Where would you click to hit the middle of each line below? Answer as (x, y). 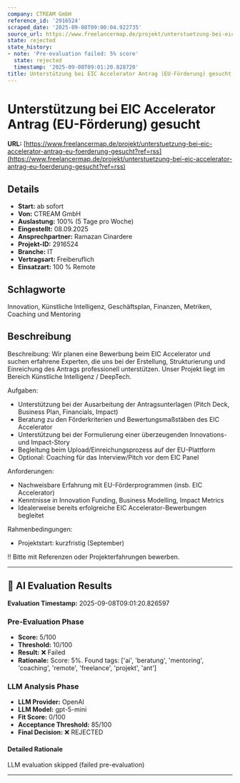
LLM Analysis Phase (43, 686)
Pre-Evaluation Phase (46, 622)
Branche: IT (35, 252)
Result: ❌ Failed (41, 652)
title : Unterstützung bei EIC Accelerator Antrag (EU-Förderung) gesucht (120, 74)
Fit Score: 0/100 (41, 717)
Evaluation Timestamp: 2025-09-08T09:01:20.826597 (89, 603)
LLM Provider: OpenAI (51, 702)
